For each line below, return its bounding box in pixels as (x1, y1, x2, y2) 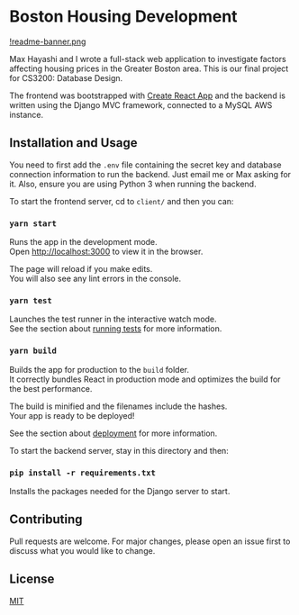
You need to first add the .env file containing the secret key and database (9, 159, 282, 170)
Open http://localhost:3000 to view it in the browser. (9, 246, 204, 258)
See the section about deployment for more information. (9, 428, 218, 439)
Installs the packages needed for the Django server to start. (9, 485, 231, 496)
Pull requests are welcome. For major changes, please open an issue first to (9, 536, 291, 547)
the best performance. (9, 383, 93, 393)
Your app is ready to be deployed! (9, 410, 135, 421)
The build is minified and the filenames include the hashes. (9, 401, 228, 412)
